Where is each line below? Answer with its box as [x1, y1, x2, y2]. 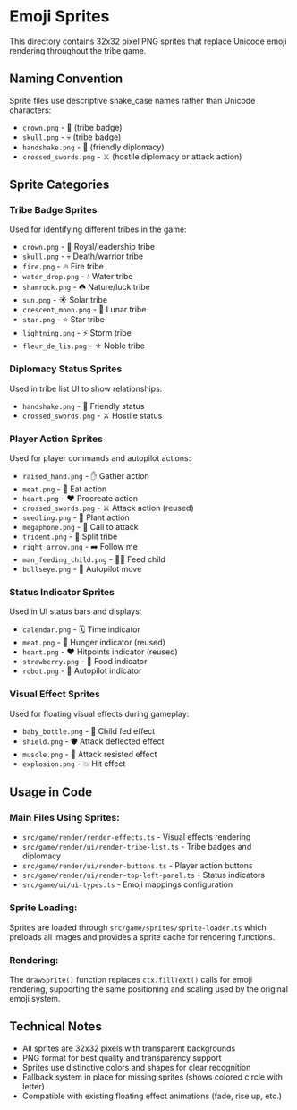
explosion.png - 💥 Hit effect [21, 758, 126, 769]
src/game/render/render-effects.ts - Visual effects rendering [21, 832, 251, 842]
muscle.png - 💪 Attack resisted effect [21, 748, 157, 759]
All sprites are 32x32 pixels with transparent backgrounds [21, 1043, 236, 1054]
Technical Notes [9, 1019, 103, 1035]
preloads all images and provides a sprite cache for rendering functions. [9, 931, 276, 942]
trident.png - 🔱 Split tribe [21, 531, 118, 542]
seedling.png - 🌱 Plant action [21, 512, 130, 523]
